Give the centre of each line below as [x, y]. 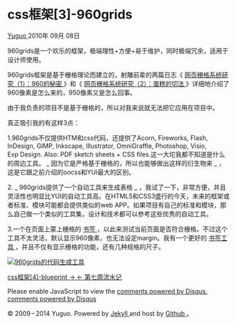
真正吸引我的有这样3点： [44, 122]
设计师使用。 [26, 59]
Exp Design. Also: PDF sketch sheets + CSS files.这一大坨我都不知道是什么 [116, 154]
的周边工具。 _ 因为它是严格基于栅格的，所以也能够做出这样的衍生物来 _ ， [116, 163]
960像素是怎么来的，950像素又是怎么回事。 [72, 92]
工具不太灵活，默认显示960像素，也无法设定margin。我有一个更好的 [107, 238]
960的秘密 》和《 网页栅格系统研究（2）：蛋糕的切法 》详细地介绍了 [131, 83]
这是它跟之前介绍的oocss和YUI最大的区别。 [71, 172]
